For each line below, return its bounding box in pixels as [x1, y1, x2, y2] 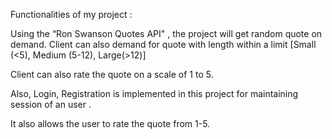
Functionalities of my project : [10, 9, 133, 20]
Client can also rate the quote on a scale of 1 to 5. [10, 69, 214, 80]
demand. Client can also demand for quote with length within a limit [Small [10, 39, 317, 50]
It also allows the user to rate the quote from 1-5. [10, 118, 211, 129]
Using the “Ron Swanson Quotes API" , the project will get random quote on [10, 28, 323, 39]
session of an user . [10, 99, 92, 110]
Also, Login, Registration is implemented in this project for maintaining [10, 88, 299, 99]
